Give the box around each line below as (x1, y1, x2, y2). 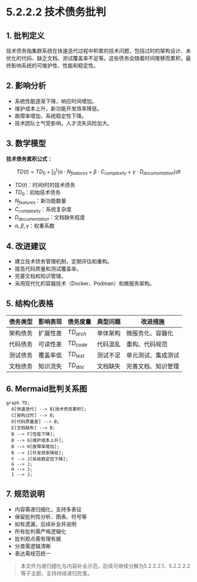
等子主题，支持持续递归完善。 (20, 570, 93, 577)
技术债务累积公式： (6, 155, 53, 162)
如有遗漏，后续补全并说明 (14, 520, 77, 527)
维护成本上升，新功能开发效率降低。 (14, 105, 103, 112)
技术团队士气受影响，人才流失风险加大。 (14, 119, 113, 126)
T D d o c (67, 361, 85, 370)
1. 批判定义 (6, 31, 45, 41)
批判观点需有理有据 (14, 535, 62, 542)
